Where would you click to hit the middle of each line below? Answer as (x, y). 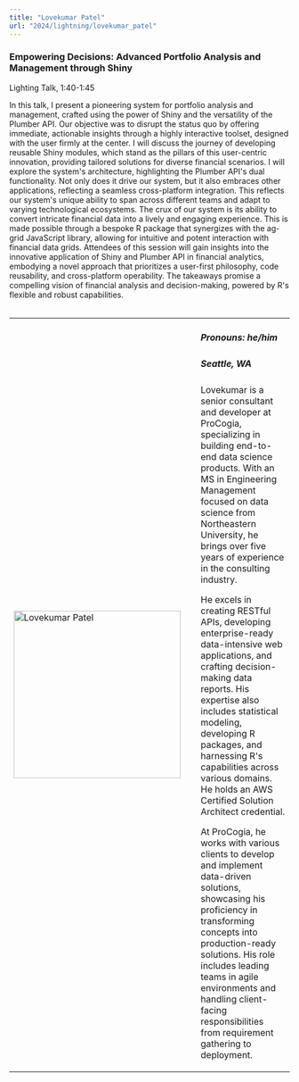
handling (219, 999)
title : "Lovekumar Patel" (57, 17)
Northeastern (228, 523)
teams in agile (230, 977)
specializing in (230, 434)
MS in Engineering (239, 479)
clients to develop (238, 853)
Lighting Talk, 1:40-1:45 (52, 87)
